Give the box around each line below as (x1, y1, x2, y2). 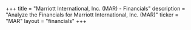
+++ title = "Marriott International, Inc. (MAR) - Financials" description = (5, 5, 186, 12)
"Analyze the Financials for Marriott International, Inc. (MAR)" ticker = (5, 11, 179, 18)
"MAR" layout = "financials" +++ (5, 18, 87, 24)
